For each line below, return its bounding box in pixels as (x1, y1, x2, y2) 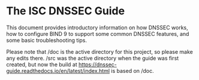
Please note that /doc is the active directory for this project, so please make (6, 48, 193, 55)
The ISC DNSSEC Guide (6, 4, 125, 18)
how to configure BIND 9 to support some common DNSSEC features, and (6, 30, 189, 37)
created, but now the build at (6, 61, 78, 68)
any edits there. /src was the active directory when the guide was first (6, 54, 179, 61)
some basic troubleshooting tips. (6, 36, 88, 44)
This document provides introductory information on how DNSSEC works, (6, 24, 189, 31)
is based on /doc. (110, 67, 154, 74)
